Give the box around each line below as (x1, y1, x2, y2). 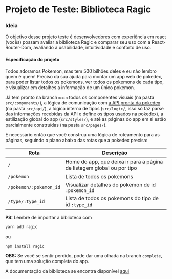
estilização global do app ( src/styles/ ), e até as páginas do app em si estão (5, 116, 166, 122)
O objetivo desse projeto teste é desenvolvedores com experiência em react (5, 33, 166, 40)
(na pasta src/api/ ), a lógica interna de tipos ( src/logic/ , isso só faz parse (5, 105, 164, 111)
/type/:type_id (8, 198, 45, 204)
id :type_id (65, 201, 93, 208)
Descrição (102, 149, 128, 156)
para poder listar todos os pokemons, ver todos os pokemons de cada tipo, (5, 79, 164, 85)
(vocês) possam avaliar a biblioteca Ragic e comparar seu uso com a (5, 39, 151, 45)
